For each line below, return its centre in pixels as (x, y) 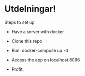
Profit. (18, 69)
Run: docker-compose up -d (40, 50)
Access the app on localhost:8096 (46, 60)
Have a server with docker (38, 31)
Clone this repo (27, 41)
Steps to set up (20, 22)
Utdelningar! (30, 9)
